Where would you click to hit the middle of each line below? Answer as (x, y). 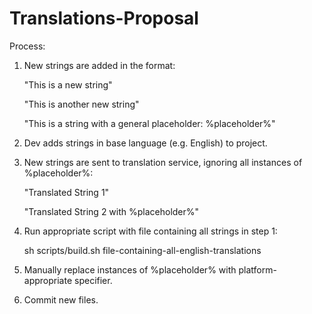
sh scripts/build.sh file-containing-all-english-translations (142, 250)
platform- (257, 269)
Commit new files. (61, 299)
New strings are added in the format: (99, 65)
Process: (27, 46)
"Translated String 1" (66, 192)
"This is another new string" (81, 104)
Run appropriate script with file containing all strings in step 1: (150, 231)
